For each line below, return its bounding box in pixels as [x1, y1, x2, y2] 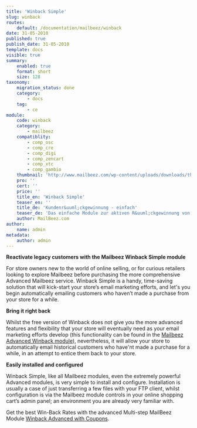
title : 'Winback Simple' [6, 8, 67, 15]
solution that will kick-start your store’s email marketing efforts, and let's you [6, 284, 191, 291]
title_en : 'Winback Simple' [16, 194, 85, 200]
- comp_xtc [27, 161, 54, 167]
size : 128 [16, 74, 41, 80]
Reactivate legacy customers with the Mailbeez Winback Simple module [6, 253, 186, 261]
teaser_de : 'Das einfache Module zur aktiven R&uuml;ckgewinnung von [16, 210, 191, 216]
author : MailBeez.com [16, 216, 69, 222]
